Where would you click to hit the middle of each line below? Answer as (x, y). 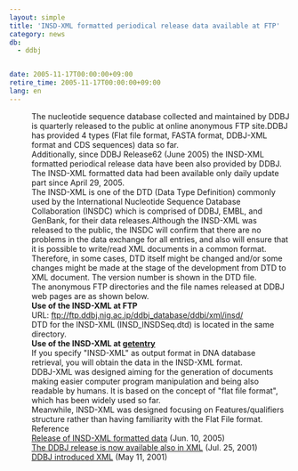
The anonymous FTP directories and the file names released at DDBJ (158, 287)
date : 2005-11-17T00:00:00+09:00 (71, 75)
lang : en (25, 91)
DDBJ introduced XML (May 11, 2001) (100, 457)
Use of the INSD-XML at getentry (93, 343)
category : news (37, 34)
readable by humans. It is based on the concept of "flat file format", (155, 390)
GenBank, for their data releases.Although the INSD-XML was (145, 220)
